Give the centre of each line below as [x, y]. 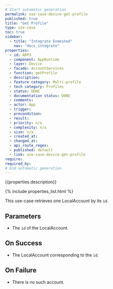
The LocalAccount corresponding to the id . [55, 255]
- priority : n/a [26, 123]
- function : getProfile [33, 73]
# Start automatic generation [36, 10]
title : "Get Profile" [27, 23]
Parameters [23, 216]
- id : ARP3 [20, 55]
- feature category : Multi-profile [45, 82]
